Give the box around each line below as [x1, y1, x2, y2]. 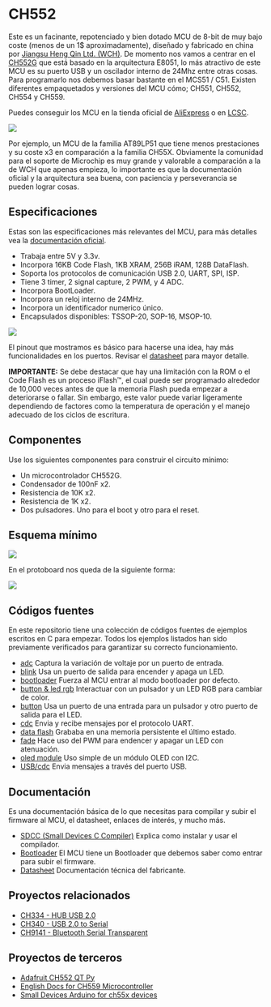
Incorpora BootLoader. [19, 285, 95, 295]
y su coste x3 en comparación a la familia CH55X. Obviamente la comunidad [8, 147, 264, 156]
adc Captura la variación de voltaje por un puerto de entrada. [19, 658, 224, 668]
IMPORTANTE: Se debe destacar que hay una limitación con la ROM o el [8, 366, 251, 376]
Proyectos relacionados [8, 889, 131, 902]
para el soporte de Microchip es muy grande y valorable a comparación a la [8, 156, 261, 165]
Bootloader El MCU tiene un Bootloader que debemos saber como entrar [19, 848, 263, 858]
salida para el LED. [19, 710, 83, 720]
